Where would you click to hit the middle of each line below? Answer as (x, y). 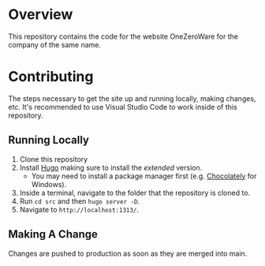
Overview (41, 15)
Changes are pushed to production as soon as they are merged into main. (128, 253)
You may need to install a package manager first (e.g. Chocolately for (144, 176)
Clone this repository (54, 159)
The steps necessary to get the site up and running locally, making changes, (132, 98)
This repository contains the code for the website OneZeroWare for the (123, 36)
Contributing (51, 77)
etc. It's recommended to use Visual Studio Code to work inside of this (123, 107)
